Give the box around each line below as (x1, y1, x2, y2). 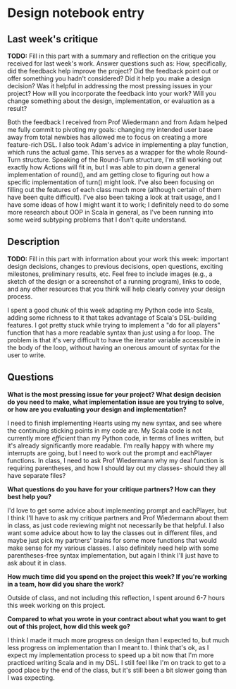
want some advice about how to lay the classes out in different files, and (7, 528, 218, 537)
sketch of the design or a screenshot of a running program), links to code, (7, 277, 222, 285)
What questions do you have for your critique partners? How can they (7, 485, 216, 493)
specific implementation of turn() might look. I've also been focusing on (7, 178, 215, 186)
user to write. (7, 351, 46, 359)
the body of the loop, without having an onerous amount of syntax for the (7, 343, 221, 352)
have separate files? (7, 471, 66, 479)
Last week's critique (7, 33, 99, 45)
